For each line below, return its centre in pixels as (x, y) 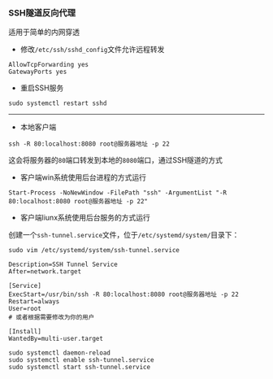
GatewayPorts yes (38, 72)
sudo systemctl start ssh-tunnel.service (80, 368)
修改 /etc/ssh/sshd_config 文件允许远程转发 (92, 50)
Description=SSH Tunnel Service (63, 265)
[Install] (25, 332)
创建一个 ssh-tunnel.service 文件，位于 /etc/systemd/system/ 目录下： (124, 235)
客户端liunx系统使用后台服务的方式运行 (85, 218)
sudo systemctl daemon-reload (60, 353)
